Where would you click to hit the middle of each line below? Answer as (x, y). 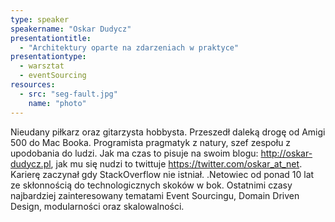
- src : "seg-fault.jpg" (68, 94)
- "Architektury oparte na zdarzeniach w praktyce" (129, 47)
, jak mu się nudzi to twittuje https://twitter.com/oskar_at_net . (176, 163)
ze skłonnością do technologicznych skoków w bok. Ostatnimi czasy (151, 185)
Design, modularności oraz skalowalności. (97, 206)
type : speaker (40, 19)
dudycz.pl (31, 163)
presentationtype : (48, 57)
